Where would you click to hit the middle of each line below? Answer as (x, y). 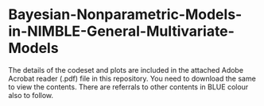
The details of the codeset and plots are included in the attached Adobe (126, 70)
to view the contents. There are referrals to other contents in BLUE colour (128, 87)
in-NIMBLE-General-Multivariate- (121, 31)
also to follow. (31, 95)
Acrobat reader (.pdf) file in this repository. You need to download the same (132, 78)
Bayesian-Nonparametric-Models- (125, 15)
